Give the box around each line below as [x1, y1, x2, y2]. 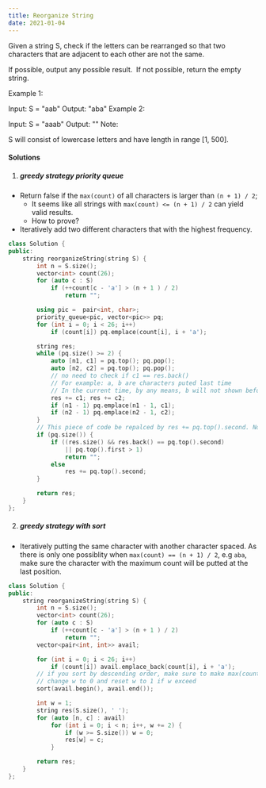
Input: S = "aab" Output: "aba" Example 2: [8, 104, 145, 113]
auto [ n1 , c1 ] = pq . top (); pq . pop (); [50, 357, 176, 365]
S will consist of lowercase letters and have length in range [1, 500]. [8, 134, 230, 144]
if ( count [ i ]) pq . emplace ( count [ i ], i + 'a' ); [50, 328, 207, 336]
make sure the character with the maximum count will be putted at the [19, 558, 249, 567]
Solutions [8, 152, 41, 163]
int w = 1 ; [36, 699, 73, 707]
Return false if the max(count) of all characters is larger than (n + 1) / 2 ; [19, 191, 258, 201]
